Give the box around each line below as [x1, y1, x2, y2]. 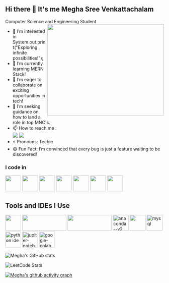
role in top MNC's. [12, 119, 50, 125]
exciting [12, 87, 29, 93]
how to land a [12, 114, 41, 120]
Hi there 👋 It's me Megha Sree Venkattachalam [5, 5, 154, 14]
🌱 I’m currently [12, 60, 43, 66]
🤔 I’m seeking [12, 103, 41, 109]
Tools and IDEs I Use [5, 201, 70, 210]
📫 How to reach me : [12, 125, 57, 131]
